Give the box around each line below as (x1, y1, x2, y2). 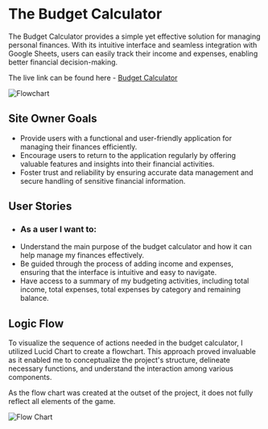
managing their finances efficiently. (19, 142, 138, 152)
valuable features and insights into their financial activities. (19, 159, 215, 169)
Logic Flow (8, 316, 64, 331)
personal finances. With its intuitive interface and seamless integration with (8, 40, 258, 49)
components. (8, 373, 52, 382)
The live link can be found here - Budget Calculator (8, 73, 179, 82)
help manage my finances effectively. (19, 251, 145, 260)
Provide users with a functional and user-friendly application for (19, 133, 232, 143)
